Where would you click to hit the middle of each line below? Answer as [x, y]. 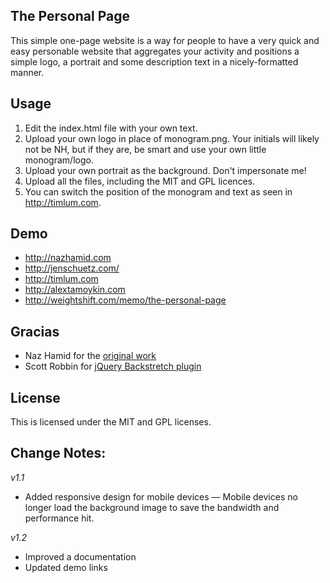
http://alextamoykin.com [75, 290]
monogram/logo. [59, 160]
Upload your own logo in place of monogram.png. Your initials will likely [172, 138]
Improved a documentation [80, 556]
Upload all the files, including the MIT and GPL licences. [140, 181]
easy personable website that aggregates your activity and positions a [155, 51]
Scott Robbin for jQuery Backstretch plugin [113, 366]
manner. [27, 72]
